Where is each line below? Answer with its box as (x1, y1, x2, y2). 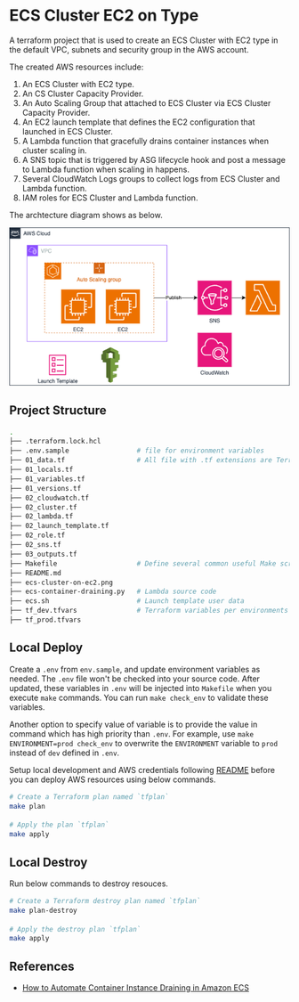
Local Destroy (9, 854, 88, 869)
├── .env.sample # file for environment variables (9, 446, 265, 455)
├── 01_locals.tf (9, 465, 74, 475)
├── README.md (9, 568, 62, 577)
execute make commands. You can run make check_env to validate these (9, 692, 269, 703)
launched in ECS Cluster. (21, 126, 114, 136)
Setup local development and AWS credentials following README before (9, 764, 276, 775)
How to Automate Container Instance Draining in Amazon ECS (21, 982, 249, 993)
